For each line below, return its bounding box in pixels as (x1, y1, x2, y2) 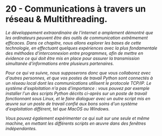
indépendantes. (5, 125, 37, 131)
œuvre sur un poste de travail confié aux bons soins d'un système (5, 101, 138, 106)
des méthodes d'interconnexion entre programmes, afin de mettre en (5, 50, 143, 56)
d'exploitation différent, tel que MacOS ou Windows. (5, 106, 110, 112)
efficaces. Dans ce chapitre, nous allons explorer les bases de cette (5, 40, 142, 45)
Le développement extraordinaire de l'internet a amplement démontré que (5, 30, 154, 35)
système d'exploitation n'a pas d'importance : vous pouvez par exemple (5, 85, 150, 91)
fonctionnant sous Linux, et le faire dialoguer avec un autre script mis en (5, 95, 150, 101)
